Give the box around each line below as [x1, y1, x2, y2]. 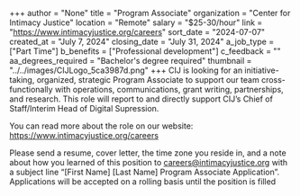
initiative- [244, 65, 279, 76]
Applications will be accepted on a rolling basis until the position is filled [9, 176, 277, 187]
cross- [260, 75, 286, 85]
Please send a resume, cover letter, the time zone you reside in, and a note [9, 147, 286, 158]
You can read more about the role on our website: [9, 120, 194, 131]
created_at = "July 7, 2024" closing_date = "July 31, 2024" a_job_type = [9, 36, 275, 47]
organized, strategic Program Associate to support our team [36, 75, 259, 85]
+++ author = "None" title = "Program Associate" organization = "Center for [9, 8, 291, 18]
